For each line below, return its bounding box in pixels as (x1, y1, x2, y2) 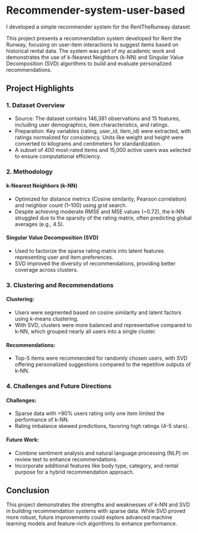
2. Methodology (6, 167, 53, 176)
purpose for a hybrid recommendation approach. (14, 468, 135, 475)
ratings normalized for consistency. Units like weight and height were (14, 134, 184, 141)
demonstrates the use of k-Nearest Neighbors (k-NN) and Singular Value (6, 53, 184, 61)
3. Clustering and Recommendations (6, 281, 114, 289)
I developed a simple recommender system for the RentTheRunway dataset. (6, 23, 191, 30)
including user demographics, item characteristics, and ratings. (14, 121, 170, 128)
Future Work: (6, 436, 40, 443)
